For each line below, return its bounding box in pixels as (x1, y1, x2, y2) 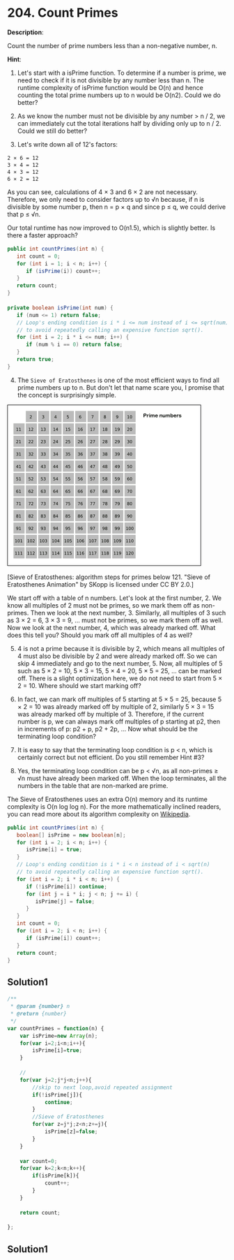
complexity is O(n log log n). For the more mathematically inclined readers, (7, 802, 221, 811)
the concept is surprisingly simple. (17, 390, 117, 399)
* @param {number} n (10, 1003, 70, 1010)
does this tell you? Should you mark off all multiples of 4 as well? (7, 631, 193, 639)
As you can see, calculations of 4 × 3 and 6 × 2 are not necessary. (7, 187, 198, 196)
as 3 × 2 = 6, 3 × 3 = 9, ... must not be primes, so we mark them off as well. (7, 616, 224, 624)
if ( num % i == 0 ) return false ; (25, 341, 123, 349)
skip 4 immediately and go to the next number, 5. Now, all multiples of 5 (17, 659, 223, 668)
